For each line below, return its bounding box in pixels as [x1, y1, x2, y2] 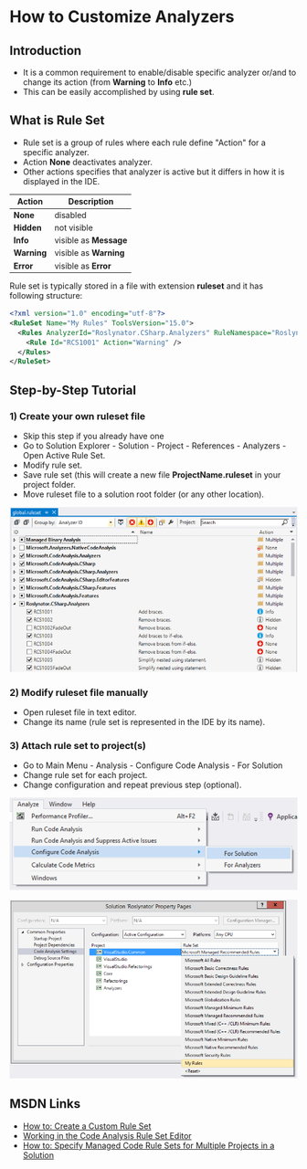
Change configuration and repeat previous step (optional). [22, 779, 242, 791]
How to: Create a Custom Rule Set [22, 1121, 152, 1132]
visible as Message [54, 235, 128, 246]
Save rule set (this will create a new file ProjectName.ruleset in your [22, 469, 281, 480]
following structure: [9, 290, 83, 301]
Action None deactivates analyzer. [22, 156, 153, 167]
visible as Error [54, 260, 111, 271]
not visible [54, 222, 93, 233]
